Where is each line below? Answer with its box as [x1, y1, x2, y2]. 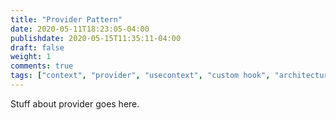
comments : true [10, 61, 74, 71]
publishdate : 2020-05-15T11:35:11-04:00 [10, 33, 182, 43]
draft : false [10, 42, 65, 53]
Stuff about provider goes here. [10, 97, 140, 110]
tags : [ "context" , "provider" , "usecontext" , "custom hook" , [10, 71, 271, 81]
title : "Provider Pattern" [10, 14, 123, 25]
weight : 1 [10, 52, 52, 62]
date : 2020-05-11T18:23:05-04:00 [10, 24, 150, 34]
